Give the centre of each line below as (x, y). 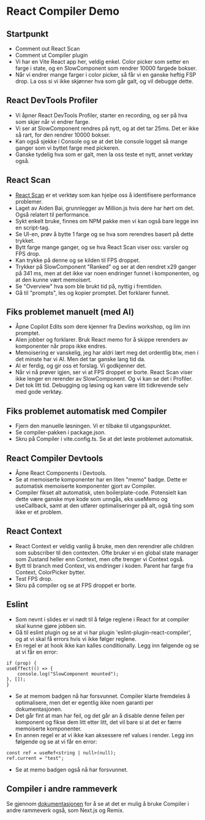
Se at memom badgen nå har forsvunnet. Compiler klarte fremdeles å (102, 696)
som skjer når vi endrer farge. (53, 121)
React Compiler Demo (63, 11)
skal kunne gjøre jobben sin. (51, 626)
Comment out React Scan (47, 48)
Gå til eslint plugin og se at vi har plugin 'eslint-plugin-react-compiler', (103, 632)
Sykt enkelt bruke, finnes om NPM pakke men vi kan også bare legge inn (107, 221)
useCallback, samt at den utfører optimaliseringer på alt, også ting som (105, 506)
